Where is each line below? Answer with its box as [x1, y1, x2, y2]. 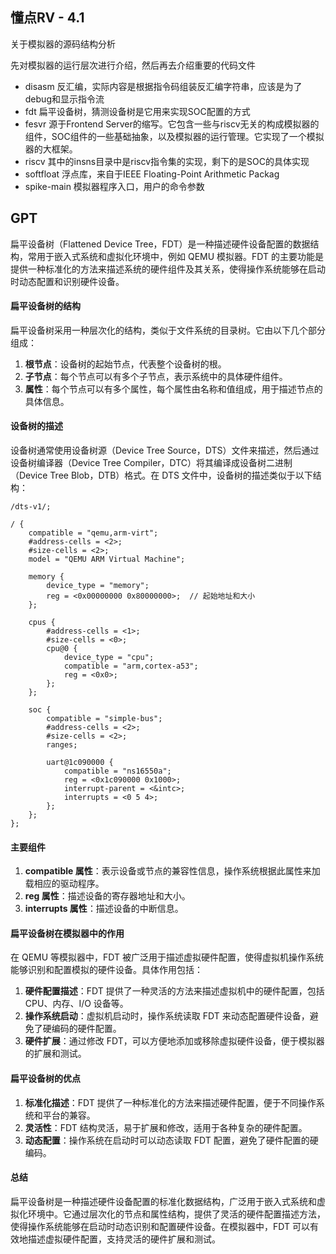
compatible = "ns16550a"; [63, 766, 172, 777]
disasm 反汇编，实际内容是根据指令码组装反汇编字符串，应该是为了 [24, 80, 303, 92]
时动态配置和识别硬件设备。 [10, 275, 125, 287]
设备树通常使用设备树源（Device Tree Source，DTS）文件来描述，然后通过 [10, 444, 320, 457]
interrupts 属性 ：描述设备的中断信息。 [24, 903, 184, 915]
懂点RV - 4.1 [10, 9, 85, 27]
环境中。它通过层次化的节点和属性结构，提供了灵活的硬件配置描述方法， [27, 1208, 326, 1220]
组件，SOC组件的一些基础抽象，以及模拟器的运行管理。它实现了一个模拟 [24, 130, 325, 142]
